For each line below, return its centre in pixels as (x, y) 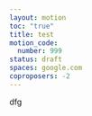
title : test (32, 34)
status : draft (36, 59)
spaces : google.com (46, 68)
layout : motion (38, 18)
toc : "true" (32, 26)
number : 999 (40, 51)
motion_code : (34, 43)
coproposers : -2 (40, 76)
